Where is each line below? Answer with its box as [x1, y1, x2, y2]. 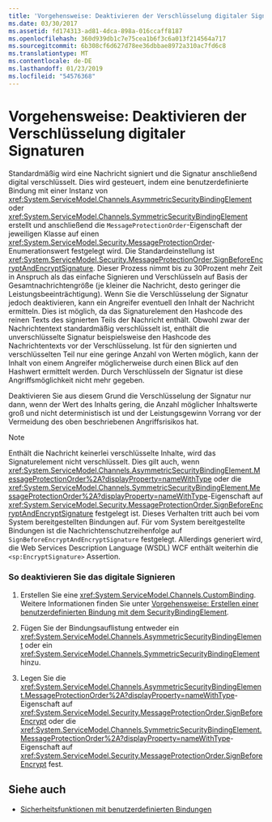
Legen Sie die [19, 673, 66, 683]
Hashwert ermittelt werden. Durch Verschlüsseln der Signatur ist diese [8, 366, 244, 376]
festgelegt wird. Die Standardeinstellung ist [70, 246, 215, 255]
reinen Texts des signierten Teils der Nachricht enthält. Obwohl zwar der [8, 315, 250, 324]
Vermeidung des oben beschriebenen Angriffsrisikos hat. [8, 417, 199, 426]
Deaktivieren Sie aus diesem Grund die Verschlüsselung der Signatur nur [8, 391, 252, 400]
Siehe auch [8, 783, 66, 797]
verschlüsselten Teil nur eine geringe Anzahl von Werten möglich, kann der [8, 349, 259, 359]
